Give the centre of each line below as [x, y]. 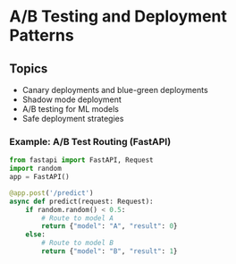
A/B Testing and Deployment [118, 17]
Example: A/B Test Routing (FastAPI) [90, 141]
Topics [29, 68]
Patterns [42, 35]
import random [36, 169]
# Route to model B [78, 243]
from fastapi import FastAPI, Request [81, 160]
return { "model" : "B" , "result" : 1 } [110, 251]
